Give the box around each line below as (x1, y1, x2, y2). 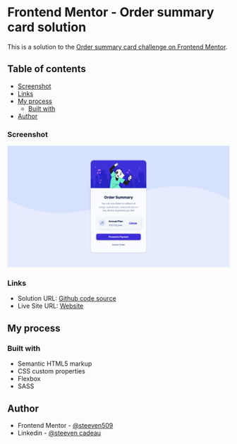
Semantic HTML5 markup (17, 359, 92, 368)
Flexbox (17, 375, 41, 383)
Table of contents (7, 63, 86, 75)
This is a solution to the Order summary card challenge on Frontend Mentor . (7, 42, 228, 51)
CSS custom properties (17, 367, 86, 376)
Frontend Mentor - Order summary (7, 4, 214, 20)
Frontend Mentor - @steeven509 (17, 421, 114, 429)
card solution (7, 19, 87, 35)
